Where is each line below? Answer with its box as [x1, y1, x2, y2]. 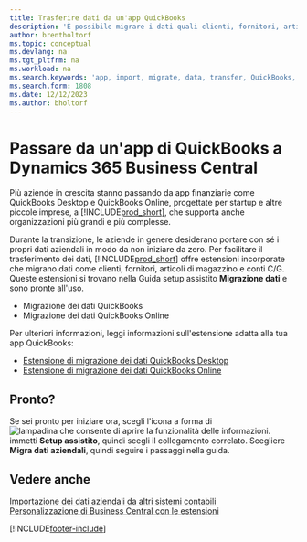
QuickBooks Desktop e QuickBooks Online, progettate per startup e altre [9, 197, 283, 208]
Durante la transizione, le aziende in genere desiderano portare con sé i [9, 234, 280, 245]
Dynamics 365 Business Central [9, 157, 259, 178]
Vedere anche [9, 472, 91, 487]
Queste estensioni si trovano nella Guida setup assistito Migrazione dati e [9, 273, 288, 284]
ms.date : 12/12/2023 [9, 90, 89, 99]
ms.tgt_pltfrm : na [9, 56, 79, 65]
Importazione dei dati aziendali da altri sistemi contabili [9, 495, 217, 506]
